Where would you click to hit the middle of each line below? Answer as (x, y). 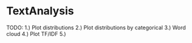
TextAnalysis (40, 11)
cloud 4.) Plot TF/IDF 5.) (36, 33)
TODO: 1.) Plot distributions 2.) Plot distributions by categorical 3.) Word (96, 27)
